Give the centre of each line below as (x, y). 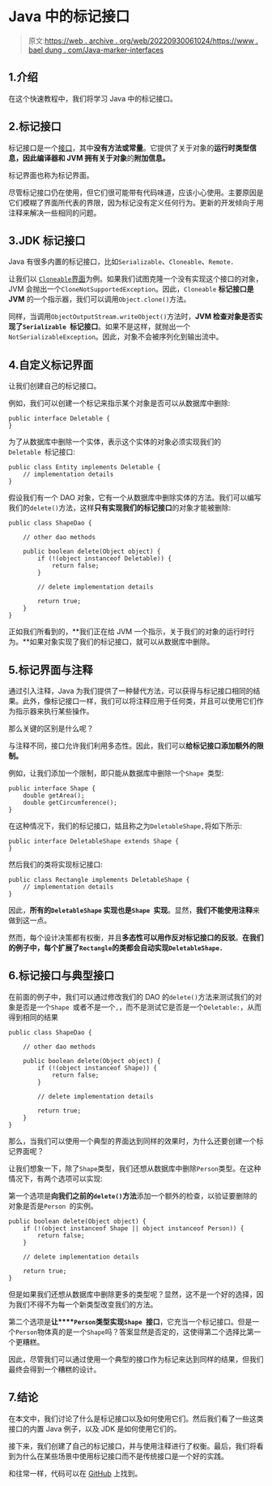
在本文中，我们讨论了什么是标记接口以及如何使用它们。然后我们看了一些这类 (136, 1419)
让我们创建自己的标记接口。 (55, 386)
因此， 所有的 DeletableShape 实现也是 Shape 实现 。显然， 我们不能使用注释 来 (134, 910)
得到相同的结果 (33, 1017)
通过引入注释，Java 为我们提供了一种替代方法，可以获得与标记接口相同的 (131, 691)
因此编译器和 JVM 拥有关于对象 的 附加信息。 (96, 158)
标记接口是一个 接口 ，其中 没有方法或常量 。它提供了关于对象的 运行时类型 (129, 148)
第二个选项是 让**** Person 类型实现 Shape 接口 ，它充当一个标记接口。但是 (130, 1321)
